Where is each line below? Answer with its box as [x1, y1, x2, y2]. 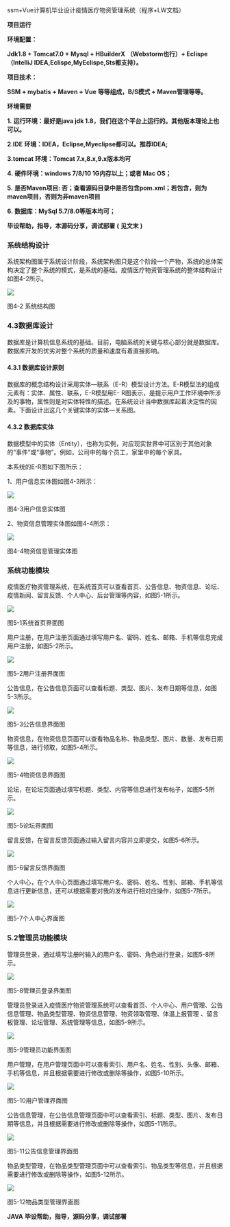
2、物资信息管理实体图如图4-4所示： [7, 520, 112, 527]
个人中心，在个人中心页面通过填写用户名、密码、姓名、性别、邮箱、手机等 [7, 878, 217, 887]
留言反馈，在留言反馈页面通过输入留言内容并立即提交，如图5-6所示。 [7, 836, 203, 844]
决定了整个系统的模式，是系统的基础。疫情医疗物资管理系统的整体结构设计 [12, 266, 223, 274]
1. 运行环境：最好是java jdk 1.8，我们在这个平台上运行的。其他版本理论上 [7, 117, 214, 125]
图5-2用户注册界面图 [7, 670, 65, 678]
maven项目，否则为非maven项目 [7, 192, 101, 201]
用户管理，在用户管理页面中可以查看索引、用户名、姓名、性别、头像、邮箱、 [7, 1060, 223, 1068]
